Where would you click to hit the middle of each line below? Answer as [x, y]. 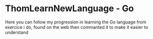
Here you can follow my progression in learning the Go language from [76, 22]
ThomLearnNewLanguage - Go [70, 9]
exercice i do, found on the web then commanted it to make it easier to [77, 27]
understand [17, 32]
